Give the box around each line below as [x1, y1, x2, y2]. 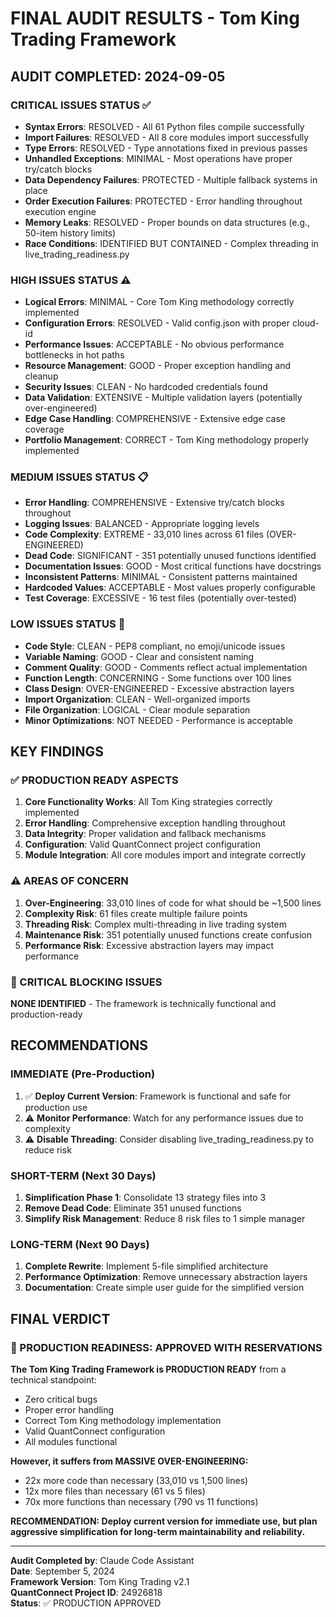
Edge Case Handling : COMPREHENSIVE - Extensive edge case [24, 413, 286, 425]
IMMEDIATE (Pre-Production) [10, 1067, 156, 1081]
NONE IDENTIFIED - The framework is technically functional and [10, 998, 277, 1010]
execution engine [24, 205, 97, 217]
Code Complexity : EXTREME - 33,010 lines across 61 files [24, 528, 264, 541]
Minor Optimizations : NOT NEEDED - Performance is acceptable [24, 714, 293, 726]
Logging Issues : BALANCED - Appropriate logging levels [24, 518, 260, 530]
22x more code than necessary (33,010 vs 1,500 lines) [24, 1475, 249, 1487]
